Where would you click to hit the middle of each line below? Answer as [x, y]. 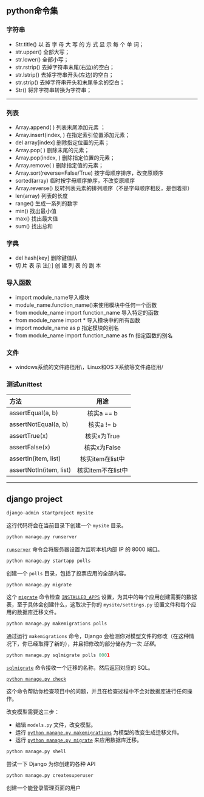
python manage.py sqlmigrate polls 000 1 [58, 655]
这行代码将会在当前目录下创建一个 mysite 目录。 [66, 525]
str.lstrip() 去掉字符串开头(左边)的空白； [64, 74]
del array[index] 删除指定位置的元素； [62, 142]
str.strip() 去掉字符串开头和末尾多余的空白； [70, 82]
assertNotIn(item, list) [40, 470]
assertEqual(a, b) [34, 413]
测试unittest [24, 384]
